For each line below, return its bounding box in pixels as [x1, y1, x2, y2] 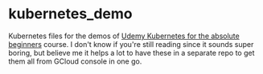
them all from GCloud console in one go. [8, 56, 142, 66]
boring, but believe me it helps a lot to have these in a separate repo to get [8, 48, 255, 57]
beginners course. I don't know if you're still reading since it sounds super [8, 39, 254, 49]
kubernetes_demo [8, 5, 133, 23]
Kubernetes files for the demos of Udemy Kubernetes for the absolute [8, 31, 240, 41]
